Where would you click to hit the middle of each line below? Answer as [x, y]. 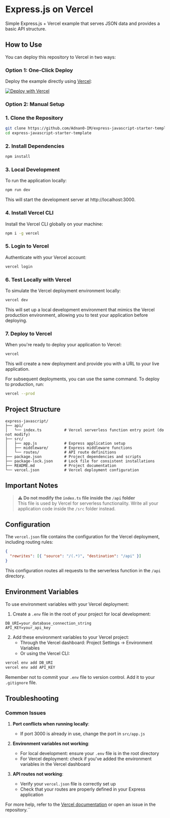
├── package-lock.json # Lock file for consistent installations [80, 461]
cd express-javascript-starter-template [49, 133]
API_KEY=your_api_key [28, 628]
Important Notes [32, 486]
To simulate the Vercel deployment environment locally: [63, 291]
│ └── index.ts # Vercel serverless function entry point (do [85, 430]
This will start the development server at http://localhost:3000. [70, 200]
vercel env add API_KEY [30, 667]
